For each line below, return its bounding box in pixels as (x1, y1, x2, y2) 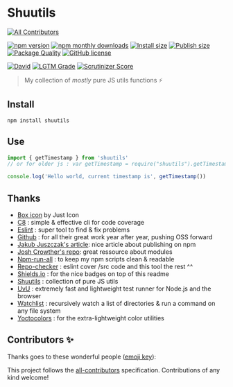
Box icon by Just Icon (17, 211, 80, 219)
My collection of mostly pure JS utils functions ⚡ (24, 76, 163, 84)
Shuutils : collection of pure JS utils (17, 277, 119, 285)
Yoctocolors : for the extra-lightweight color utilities (17, 314, 164, 322)
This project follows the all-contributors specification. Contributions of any (7, 365, 221, 374)
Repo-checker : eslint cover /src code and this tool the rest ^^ (17, 262, 193, 270)
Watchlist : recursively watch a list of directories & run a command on (17, 300, 216, 307)
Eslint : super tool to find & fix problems (17, 225, 130, 234)
